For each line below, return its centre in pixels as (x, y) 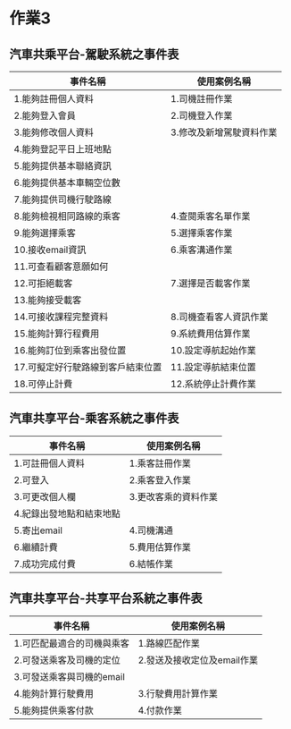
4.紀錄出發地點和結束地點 (67, 513)
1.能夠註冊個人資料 (54, 99)
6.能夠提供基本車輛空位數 (67, 182)
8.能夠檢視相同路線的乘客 (67, 216)
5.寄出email (38, 530)
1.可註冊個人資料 (49, 463)
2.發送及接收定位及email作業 (198, 660)
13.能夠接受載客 (48, 300)
